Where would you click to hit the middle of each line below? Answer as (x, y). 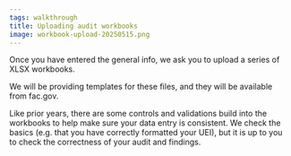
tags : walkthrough (43, 17)
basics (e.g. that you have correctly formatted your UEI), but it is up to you (146, 133)
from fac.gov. (34, 96)
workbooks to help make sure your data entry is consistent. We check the (145, 123)
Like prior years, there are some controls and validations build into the (138, 114)
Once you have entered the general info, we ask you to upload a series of (145, 60)
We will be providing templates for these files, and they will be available (141, 87)
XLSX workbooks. (43, 69)
